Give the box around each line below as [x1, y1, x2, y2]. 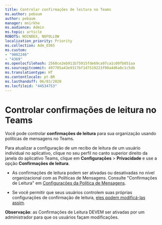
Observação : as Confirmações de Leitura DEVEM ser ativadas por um [5, 209, 145, 215]
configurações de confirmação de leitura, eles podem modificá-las [12, 195, 146, 201]
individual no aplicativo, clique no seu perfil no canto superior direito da [5, 150, 148, 156]
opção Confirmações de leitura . [5, 161, 70, 166]
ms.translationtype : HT [5, 70, 53, 75]
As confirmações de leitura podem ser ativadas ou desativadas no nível [12, 170, 155, 176]
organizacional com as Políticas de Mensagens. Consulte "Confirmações [12, 175, 157, 181]
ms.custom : [5, 47, 27, 52]
